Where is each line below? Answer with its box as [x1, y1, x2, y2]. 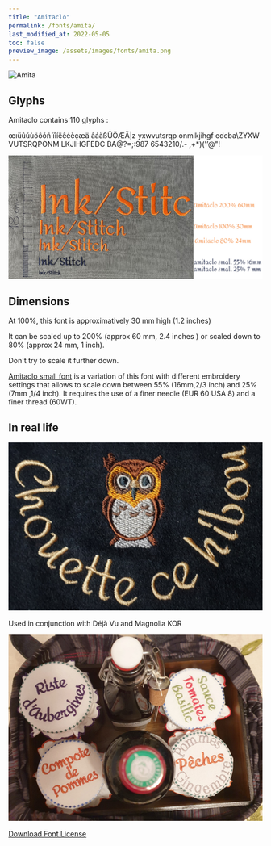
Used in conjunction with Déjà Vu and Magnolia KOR [8, 618, 182, 628]
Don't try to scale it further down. [8, 356, 119, 366]
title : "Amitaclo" [8, 13, 70, 21]
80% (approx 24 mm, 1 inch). [8, 340, 105, 350]
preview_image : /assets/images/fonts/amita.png [8, 47, 172, 56]
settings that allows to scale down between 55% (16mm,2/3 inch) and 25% [8, 380, 258, 390]
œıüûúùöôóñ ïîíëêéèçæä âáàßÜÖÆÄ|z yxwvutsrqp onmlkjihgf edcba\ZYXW [8, 130, 260, 140]
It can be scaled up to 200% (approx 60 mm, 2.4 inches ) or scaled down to [8, 332, 261, 341]
